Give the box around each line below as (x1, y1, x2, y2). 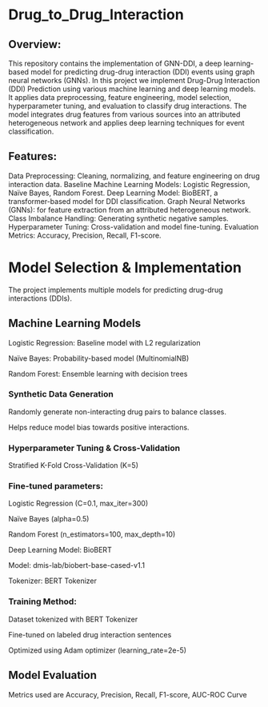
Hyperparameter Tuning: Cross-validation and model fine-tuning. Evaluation (8, 222, 259, 231)
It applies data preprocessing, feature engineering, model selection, (8, 93, 232, 102)
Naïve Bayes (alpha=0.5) (8, 514, 90, 524)
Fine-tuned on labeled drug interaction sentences (8, 629, 172, 639)
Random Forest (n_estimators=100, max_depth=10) (8, 529, 176, 539)
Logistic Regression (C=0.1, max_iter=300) (8, 498, 149, 509)
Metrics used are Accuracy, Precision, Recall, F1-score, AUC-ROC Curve (8, 689, 247, 699)
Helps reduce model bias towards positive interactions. (8, 422, 190, 432)
